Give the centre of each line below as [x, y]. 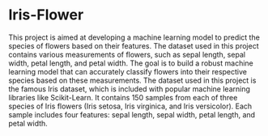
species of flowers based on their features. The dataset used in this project [134, 45]
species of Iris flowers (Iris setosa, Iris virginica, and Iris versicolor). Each [130, 106]
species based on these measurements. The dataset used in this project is [132, 80]
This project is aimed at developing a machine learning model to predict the [134, 37]
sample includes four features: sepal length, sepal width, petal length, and [132, 114]
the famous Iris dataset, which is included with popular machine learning [130, 89]
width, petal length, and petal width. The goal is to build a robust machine [131, 63]
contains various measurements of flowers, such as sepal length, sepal [127, 54]
